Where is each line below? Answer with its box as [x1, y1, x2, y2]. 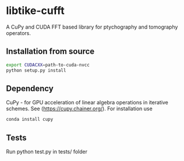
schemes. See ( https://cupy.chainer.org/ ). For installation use [6, 105, 153, 112]
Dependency [6, 83, 54, 93]
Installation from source [6, 47, 95, 57]
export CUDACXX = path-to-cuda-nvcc [6, 62, 90, 68]
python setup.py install [6, 67, 66, 73]
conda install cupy [6, 117, 54, 123]
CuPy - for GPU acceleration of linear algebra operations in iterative [6, 99, 169, 106]
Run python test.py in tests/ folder [6, 148, 88, 155]
